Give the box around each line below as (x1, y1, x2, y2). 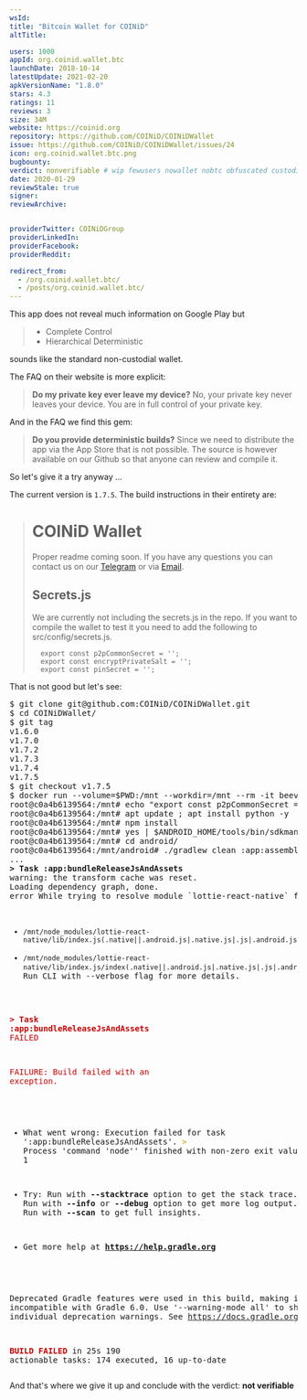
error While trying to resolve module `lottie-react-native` (9, 891, 290, 901)
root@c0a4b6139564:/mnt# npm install (9, 818, 179, 828)
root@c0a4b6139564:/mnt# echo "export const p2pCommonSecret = (9, 799, 299, 809)
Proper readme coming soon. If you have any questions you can (31, 551, 273, 562)
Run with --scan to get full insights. (22, 1207, 202, 1217)
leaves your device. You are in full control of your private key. (31, 399, 263, 410)
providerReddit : (9, 250, 71, 259)
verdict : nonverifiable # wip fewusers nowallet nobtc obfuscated (9, 166, 268, 175)
